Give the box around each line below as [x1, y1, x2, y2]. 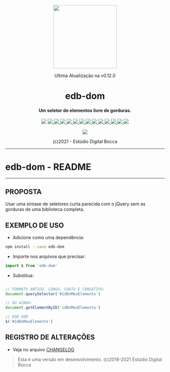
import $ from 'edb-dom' [5, 263, 58, 268]
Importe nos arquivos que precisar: [12, 253, 86, 259]
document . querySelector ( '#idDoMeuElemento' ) [5, 291, 101, 296]
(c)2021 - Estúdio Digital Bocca [53, 138, 117, 144]
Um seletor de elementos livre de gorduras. [38, 107, 132, 114]
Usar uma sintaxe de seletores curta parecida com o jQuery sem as [5, 201, 146, 207]
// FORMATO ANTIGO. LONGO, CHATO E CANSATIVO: [5, 286, 105, 291]
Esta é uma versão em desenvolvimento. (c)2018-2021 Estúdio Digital [17, 356, 162, 362]
